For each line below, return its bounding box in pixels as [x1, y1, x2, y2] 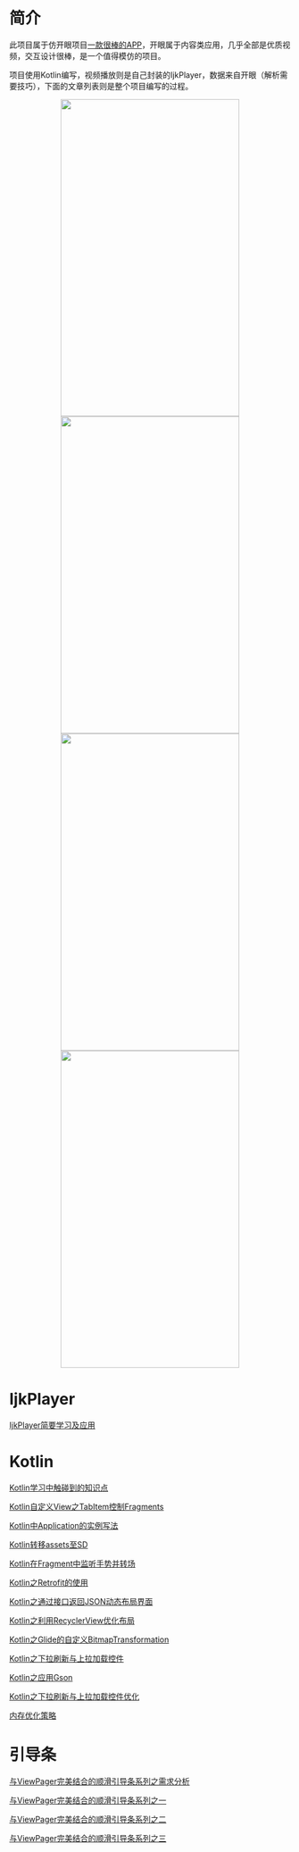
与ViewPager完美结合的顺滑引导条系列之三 [9, 1832, 167, 1843]
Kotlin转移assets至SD [9, 1538, 88, 1550]
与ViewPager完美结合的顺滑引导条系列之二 [9, 1814, 167, 1824]
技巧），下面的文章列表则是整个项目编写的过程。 [16, 80, 194, 91]
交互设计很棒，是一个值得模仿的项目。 [24, 50, 166, 61]
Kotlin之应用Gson [9, 1672, 73, 1682]
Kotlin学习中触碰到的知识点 [9, 1482, 109, 1493]
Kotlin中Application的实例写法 [9, 1520, 119, 1530]
